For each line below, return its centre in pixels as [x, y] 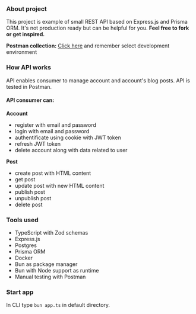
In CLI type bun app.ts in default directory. [58, 305]
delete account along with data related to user [71, 150]
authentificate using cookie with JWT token [68, 137]
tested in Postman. [29, 86]
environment [22, 52]
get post [25, 179]
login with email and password [52, 131]
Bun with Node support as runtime [57, 271]
